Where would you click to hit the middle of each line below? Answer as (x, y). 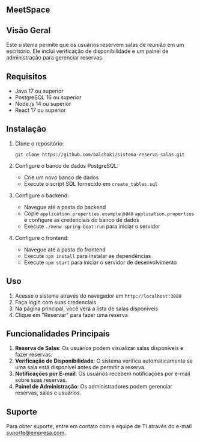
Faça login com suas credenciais (56, 302)
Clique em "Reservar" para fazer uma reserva (71, 315)
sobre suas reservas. (41, 380)
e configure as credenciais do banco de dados (81, 219)
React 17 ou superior (40, 110)
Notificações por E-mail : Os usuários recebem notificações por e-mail (102, 374)
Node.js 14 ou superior (43, 104)
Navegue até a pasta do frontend (65, 250)
